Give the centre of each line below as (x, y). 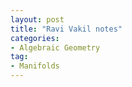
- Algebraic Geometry (55, 47)
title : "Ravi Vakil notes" (66, 29)
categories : (35, 38)
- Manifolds (35, 66)
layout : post (37, 19)
